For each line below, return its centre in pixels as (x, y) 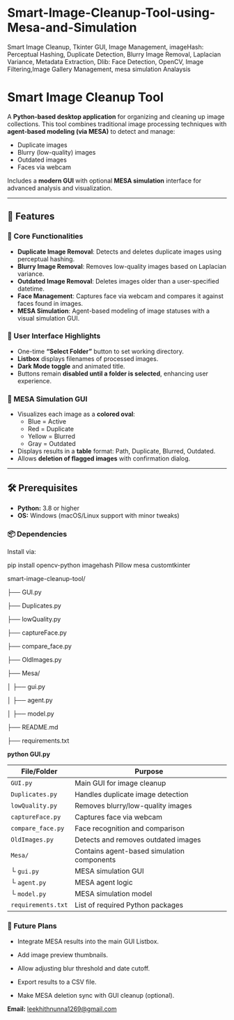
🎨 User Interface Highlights (54, 336)
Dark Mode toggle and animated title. (71, 366)
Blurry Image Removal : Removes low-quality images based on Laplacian (122, 266)
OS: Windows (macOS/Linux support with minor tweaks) (98, 515)
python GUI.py (29, 755)
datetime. (31, 288)
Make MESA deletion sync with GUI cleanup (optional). (96, 995)
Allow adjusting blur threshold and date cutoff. (84, 968)
